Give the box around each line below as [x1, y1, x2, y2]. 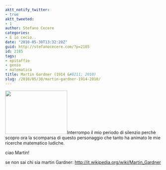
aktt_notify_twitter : [5, 7, 50, 12]
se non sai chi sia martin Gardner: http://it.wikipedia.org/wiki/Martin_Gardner [5, 159, 161, 165]
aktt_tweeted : [5, 16, 35, 21]
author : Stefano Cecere [5, 26, 55, 31]
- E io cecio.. [5, 35, 37, 40]
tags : [5, 53, 16, 59]
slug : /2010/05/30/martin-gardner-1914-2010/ [5, 77, 101, 82]
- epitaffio [5, 58, 30, 63]
